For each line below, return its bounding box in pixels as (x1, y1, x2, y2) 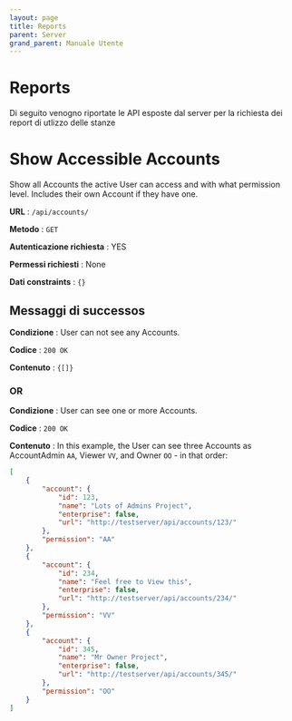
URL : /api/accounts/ (9, 206, 89, 218)
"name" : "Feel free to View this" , (57, 577, 193, 586)
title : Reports (9, 22, 67, 31)
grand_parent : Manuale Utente (9, 38, 124, 48)
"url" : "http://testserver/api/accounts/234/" (57, 594, 238, 603)
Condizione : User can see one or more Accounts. (9, 405, 198, 416)
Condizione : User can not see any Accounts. (9, 326, 180, 337)
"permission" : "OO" (42, 687, 116, 696)
